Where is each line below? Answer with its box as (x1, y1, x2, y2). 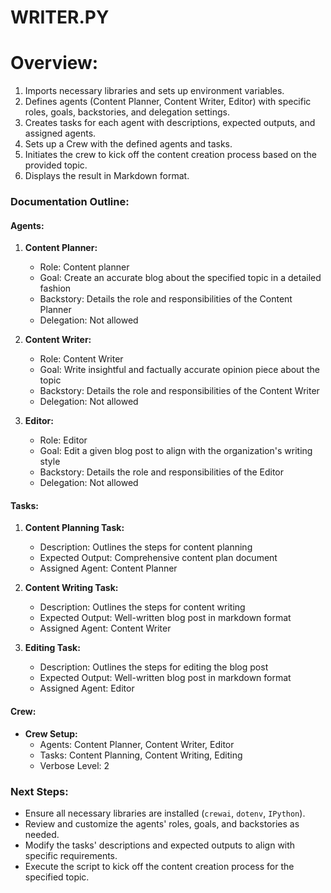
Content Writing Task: (24, 582, 119, 594)
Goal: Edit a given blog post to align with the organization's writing (39, 445, 313, 457)
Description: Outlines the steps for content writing (39, 601, 246, 613)
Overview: (10, 52, 99, 75)
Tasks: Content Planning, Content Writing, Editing (39, 749, 243, 761)
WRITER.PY (10, 6, 110, 29)
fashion (39, 282, 72, 295)
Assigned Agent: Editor (39, 682, 135, 695)
